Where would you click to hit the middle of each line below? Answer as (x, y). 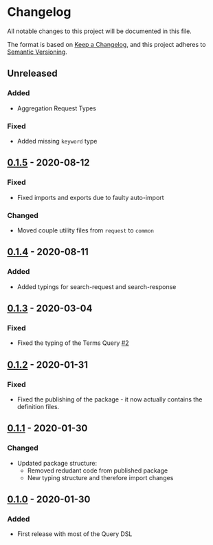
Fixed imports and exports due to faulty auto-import (90, 197)
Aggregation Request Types (56, 108)
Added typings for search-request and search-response (97, 286)
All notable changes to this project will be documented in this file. (100, 31)
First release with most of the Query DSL (75, 534)
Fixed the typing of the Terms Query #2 (73, 343)
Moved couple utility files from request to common (86, 230)
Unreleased (33, 73)
